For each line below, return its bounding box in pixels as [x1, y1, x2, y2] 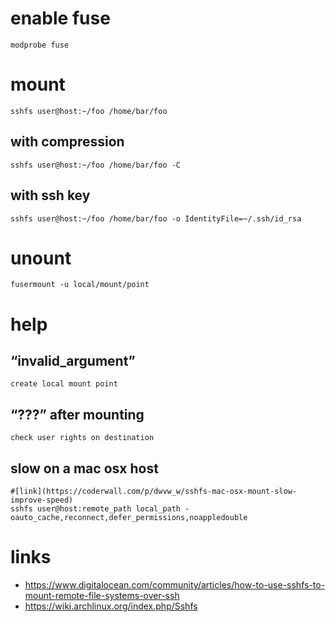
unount [10, 247, 72, 269]
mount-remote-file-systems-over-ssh [24, 590, 180, 601]
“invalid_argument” [10, 353, 136, 370]
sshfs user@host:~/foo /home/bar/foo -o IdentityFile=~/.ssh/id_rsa [10, 213, 302, 224]
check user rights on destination [10, 433, 155, 443]
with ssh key [10, 187, 91, 204]
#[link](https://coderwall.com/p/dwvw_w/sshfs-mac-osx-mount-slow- [10, 487, 298, 497]
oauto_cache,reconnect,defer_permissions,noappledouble [10, 513, 248, 523]
